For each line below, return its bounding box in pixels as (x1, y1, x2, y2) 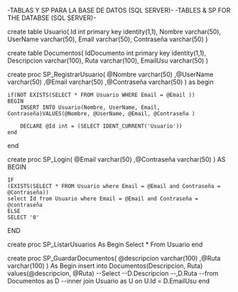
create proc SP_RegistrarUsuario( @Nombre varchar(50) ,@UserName (7, 71, 214, 78)
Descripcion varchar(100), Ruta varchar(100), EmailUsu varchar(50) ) (7, 56, 208, 65)
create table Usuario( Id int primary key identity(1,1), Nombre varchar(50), (7, 28, 222, 36)
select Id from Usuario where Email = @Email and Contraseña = (7, 195, 199, 202)
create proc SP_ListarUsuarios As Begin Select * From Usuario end (7, 240, 203, 249)
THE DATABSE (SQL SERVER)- (7, 14, 97, 22)
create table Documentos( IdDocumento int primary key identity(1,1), (7, 49, 207, 57)
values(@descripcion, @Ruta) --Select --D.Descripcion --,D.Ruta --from (7, 269, 219, 277)
